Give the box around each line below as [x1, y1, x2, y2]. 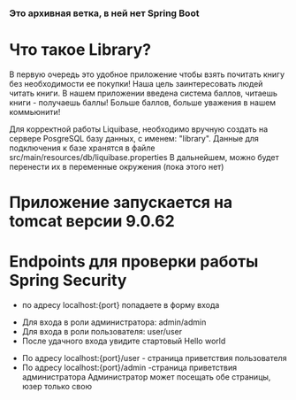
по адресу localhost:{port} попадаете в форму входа [21, 299, 220, 310]
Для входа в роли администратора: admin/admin [21, 317, 207, 327]
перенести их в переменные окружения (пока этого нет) [9, 161, 224, 172]
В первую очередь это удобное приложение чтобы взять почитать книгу [9, 69, 285, 80]
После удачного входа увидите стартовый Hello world [21, 335, 226, 346]
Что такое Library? [9, 40, 152, 60]
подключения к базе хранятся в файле [9, 142, 156, 153]
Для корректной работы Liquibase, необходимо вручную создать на [9, 123, 269, 135]
